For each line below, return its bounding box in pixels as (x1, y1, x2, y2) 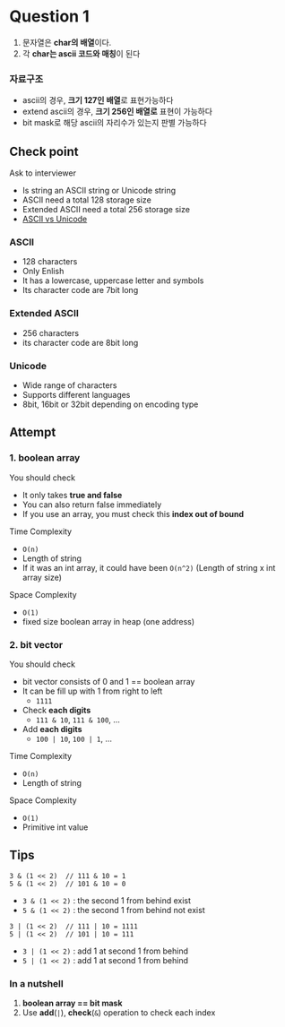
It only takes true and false (22, 489, 123, 500)
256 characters (22, 327, 79, 338)
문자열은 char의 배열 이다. (22, 37, 112, 47)
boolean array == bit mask (22, 997, 123, 1009)
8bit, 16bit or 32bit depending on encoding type (22, 399, 199, 410)
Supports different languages (22, 389, 131, 400)
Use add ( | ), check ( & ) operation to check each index (22, 1007, 216, 1018)
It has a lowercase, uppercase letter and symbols (22, 275, 204, 286)
